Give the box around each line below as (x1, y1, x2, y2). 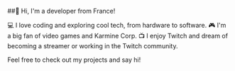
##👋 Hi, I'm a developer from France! (7, 7, 116, 15)
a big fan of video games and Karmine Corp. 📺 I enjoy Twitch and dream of (7, 32, 229, 40)
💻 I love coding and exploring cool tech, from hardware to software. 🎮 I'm (7, 21, 226, 29)
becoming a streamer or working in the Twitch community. (7, 42, 178, 50)
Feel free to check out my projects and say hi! (7, 55, 141, 64)
